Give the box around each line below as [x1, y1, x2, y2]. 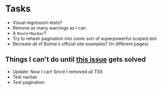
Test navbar [12, 73, 38, 80]
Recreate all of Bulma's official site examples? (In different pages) [12, 40, 149, 46]
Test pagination [12, 79, 45, 85]
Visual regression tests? [12, 19, 62, 25]
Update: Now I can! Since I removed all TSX [12, 68, 103, 74]
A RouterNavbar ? [12, 30, 47, 36]
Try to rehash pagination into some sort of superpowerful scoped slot [12, 35, 157, 41]
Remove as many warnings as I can [12, 24, 86, 30]
